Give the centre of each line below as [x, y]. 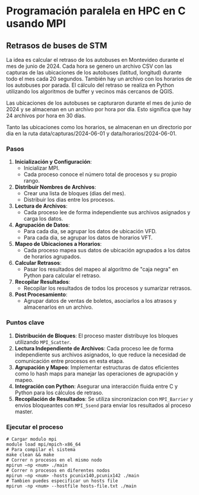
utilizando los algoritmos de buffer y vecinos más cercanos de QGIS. [90, 91]
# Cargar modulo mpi [32, 439]
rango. [32, 181]
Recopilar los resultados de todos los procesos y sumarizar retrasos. [108, 288]
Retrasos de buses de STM [57, 46]
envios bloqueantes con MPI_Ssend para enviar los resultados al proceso [103, 405]
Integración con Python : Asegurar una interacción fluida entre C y [96, 386]
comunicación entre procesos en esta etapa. [70, 361]
